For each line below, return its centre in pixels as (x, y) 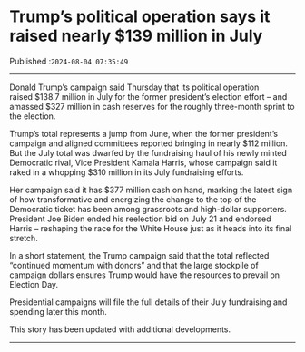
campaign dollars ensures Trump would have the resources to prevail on (144, 275)
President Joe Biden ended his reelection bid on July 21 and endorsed (140, 219)
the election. (33, 116)
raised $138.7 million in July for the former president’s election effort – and (148, 96)
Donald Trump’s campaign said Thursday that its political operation (134, 87)
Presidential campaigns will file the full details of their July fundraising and (148, 302)
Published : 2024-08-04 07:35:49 (69, 61)
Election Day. (34, 284)
